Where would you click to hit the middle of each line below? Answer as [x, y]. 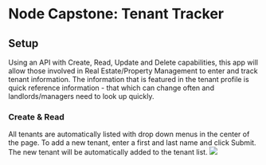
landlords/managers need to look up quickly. [81, 96]
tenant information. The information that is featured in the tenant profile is [129, 79]
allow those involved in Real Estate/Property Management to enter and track [133, 71]
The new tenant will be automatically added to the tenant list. [108, 152]
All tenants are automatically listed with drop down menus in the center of [129, 134]
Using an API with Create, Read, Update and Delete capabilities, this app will [133, 62]
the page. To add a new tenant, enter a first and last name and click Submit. [132, 143]
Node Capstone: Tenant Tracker [116, 14]
